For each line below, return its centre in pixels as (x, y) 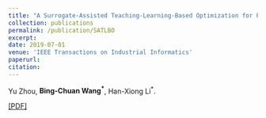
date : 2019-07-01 (37, 45)
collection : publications (51, 23)
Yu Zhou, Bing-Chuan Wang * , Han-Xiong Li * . (82, 90)
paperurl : (25, 60)
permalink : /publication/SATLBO (61, 30)
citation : (25, 67)
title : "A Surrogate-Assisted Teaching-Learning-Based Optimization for (131, 15)
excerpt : (23, 38)
